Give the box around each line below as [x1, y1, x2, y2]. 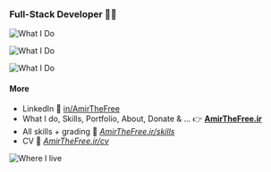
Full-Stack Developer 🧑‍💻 [9, 8, 118, 20]
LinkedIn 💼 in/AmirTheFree [21, 102, 121, 114]
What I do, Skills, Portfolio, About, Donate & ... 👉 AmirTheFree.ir [21, 113, 262, 124]
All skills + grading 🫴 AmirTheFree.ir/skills [21, 126, 175, 136]
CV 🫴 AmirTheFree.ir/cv [21, 135, 109, 146]
